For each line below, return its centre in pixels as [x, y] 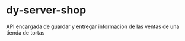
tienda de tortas [25, 32]
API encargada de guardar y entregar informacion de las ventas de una [93, 26]
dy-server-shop [46, 10]
